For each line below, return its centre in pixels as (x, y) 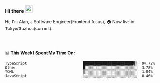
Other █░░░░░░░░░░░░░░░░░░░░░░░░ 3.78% (79, 68)
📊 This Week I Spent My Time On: (40, 53)
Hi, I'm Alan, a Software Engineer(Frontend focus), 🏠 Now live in (70, 22)
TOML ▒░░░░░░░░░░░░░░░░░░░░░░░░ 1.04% (79, 72)
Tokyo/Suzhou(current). (29, 28)
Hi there (15, 11)
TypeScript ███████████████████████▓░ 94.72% (80, 63)
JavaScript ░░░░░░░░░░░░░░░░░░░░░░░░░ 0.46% (79, 76)
